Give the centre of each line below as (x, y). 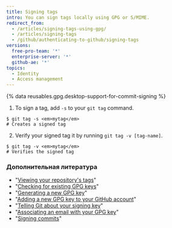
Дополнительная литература (52, 167)
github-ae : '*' (31, 62)
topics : (16, 68)
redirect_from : (25, 23)
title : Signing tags (32, 12)
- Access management (37, 79)
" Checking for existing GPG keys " (57, 186)
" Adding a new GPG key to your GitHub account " (76, 199)
